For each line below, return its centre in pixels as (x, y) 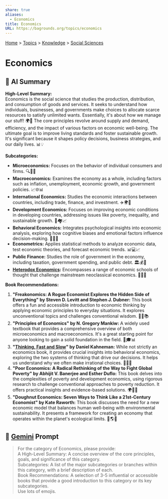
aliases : (14, 15)
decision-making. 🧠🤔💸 (35, 239)
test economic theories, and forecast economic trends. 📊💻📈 (76, 250)
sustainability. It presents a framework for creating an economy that (82, 413)
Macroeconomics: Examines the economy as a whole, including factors (87, 178)
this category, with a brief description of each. (65, 470)
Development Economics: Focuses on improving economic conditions (86, 210)
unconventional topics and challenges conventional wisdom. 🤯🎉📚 (80, 316)
